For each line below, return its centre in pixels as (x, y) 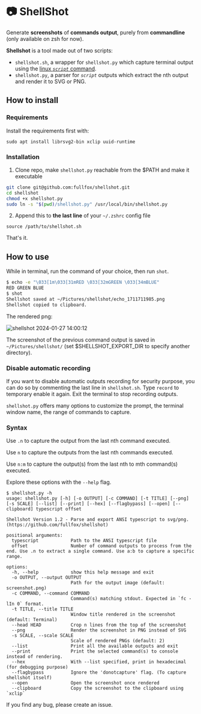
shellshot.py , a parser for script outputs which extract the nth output (102, 75)
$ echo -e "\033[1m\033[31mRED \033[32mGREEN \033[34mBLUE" (83, 283)
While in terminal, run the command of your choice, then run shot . (88, 271)
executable (29, 176)
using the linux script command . (56, 68)
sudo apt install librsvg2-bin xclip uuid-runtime (71, 142)
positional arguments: (34, 536)
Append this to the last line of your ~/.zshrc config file (83, 216)
